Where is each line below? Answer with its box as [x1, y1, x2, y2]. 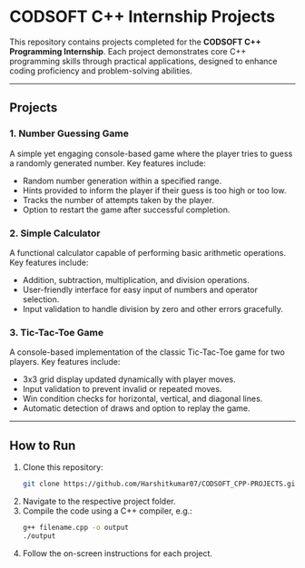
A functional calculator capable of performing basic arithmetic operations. [9, 247, 287, 258]
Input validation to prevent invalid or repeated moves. [22, 384, 222, 395]
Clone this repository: [22, 462, 103, 473]
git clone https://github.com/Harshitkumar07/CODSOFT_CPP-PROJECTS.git [22, 479, 300, 489]
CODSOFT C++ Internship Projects [9, 6, 276, 27]
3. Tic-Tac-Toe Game [9, 326, 104, 338]
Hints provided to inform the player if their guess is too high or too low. [22, 184, 287, 196]
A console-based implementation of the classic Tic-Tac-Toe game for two [9, 347, 286, 357]
